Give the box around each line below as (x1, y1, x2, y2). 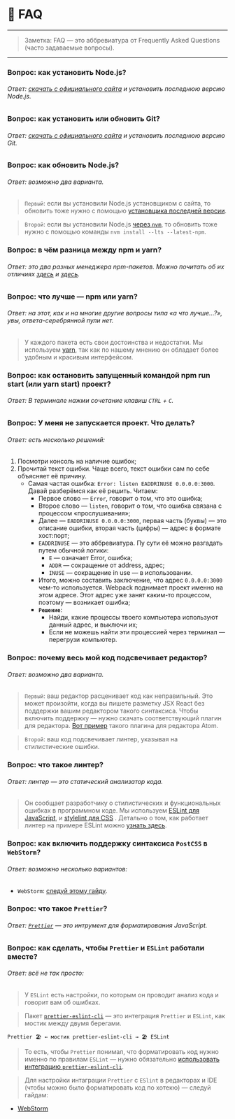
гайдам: (24, 1090, 49, 1099)
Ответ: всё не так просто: (7, 969, 84, 978)
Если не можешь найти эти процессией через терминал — (48, 628, 225, 636)
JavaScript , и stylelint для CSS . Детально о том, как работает (24, 814, 208, 822)
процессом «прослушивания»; (38, 509, 131, 518)
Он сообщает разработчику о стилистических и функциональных (24, 799, 221, 807)
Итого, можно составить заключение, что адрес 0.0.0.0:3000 (38, 576, 223, 585)
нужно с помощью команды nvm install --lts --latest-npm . (24, 227, 206, 236)
